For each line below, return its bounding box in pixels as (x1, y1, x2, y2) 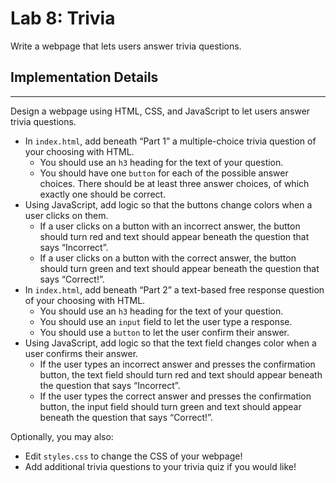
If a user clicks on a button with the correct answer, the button (39, 252, 297, 264)
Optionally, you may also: (10, 430, 114, 442)
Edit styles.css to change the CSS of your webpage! (24, 450, 243, 462)
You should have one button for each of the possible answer (39, 167, 289, 179)
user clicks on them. (24, 209, 109, 221)
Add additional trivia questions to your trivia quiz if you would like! (24, 460, 297, 472)
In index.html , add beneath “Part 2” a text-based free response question (24, 283, 325, 296)
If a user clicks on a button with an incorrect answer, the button (39, 220, 301, 232)
